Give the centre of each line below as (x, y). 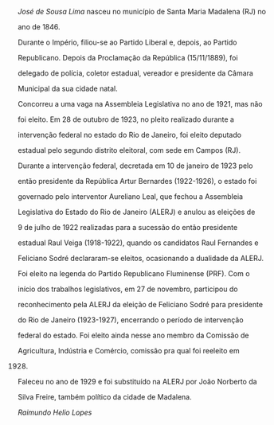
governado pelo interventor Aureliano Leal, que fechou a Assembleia (130, 197)
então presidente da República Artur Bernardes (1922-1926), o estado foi (137, 181)
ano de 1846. (39, 27)
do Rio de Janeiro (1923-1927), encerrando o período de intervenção (131, 320)
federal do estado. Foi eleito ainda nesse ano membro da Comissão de (134, 335)
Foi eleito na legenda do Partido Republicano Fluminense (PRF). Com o (134, 273)
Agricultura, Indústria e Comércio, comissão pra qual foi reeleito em (129, 351)
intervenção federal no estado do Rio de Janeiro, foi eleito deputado (130, 135)
